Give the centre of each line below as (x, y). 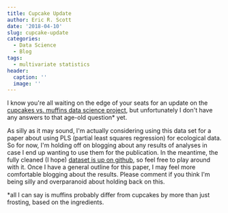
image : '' (27, 84)
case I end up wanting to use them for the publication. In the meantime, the (113, 153)
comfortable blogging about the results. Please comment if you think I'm (109, 175)
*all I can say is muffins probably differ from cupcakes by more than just (109, 195)
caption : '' (30, 77)
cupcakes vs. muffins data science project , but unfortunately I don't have (110, 110)
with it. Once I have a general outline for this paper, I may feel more (101, 167)
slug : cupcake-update (38, 33)
